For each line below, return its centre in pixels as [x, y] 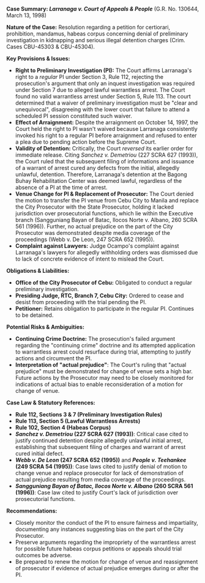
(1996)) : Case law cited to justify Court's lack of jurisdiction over [97, 492]
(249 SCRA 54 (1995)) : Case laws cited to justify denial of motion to [101, 466]
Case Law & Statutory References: [51, 403]
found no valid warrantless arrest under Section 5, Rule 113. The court [103, 96]
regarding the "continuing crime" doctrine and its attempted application [105, 345]
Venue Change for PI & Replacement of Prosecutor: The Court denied [104, 194]
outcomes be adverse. [43, 555]
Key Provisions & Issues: [38, 58]
